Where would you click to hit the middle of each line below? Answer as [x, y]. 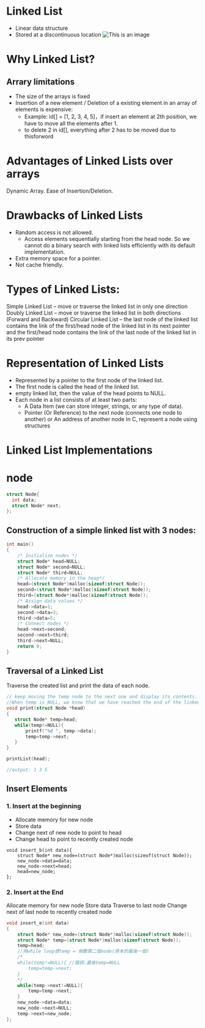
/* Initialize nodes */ [48, 555]
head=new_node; [37, 871]
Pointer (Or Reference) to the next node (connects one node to [103, 412]
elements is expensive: [44, 109]
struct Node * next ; [37, 505]
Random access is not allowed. [54, 232]
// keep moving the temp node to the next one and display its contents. [102, 697]
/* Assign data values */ [50, 601]
